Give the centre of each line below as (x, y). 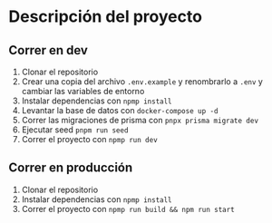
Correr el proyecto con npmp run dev (89, 139)
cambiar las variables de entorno (83, 91)
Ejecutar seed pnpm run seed (75, 130)
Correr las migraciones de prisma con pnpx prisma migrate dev (140, 120)
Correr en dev (48, 50)
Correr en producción (71, 168)
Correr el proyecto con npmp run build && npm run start (128, 208)
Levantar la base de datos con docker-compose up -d (120, 110)
